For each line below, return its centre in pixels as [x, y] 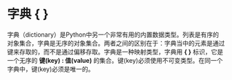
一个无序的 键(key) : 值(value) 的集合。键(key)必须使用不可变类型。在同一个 [115, 60]
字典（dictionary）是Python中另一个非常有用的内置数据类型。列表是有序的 [113, 34]
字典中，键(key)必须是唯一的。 [51, 69]
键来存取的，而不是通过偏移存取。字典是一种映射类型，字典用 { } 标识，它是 [115, 52]
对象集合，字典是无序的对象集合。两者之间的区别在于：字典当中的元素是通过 [116, 43]
